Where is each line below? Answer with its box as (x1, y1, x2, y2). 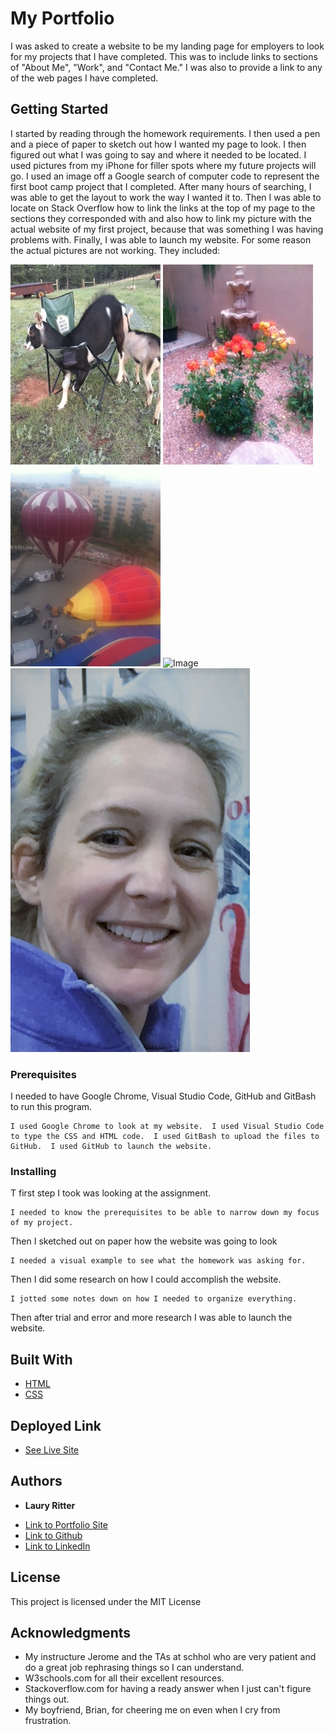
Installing (10, 1164, 57, 1178)
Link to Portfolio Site (24, 1518, 109, 1531)
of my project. (10, 1218, 74, 1228)
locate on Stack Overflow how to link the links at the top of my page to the (10, 202, 316, 214)
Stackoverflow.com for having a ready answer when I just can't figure (24, 1683, 312, 1695)
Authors (10, 1473, 63, 1490)
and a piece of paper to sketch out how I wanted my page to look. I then (10, 138, 307, 150)
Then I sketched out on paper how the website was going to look (10, 1235, 278, 1247)
